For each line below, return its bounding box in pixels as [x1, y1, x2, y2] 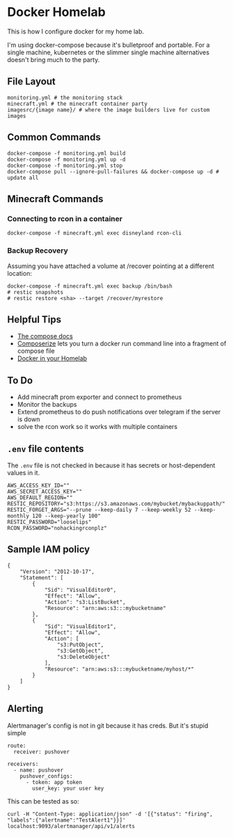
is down [17, 415, 40, 423]
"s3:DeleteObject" [56, 653, 111, 660]
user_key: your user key [32, 785, 104, 792]
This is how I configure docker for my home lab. [7, 27, 145, 36]
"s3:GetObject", [56, 647, 104, 655]
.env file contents [7, 443, 85, 455]
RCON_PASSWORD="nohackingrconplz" [7, 524, 108, 531]
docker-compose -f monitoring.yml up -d [7, 156, 127, 163]
